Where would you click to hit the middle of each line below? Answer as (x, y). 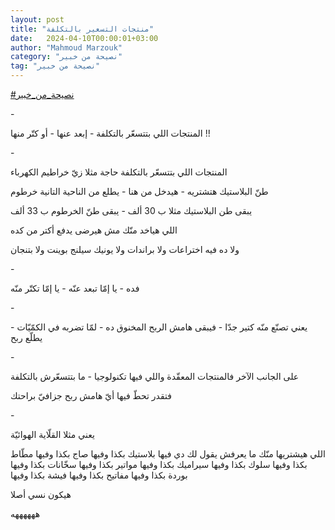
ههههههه (25, 514)
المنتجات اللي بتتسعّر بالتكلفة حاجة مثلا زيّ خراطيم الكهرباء (119, 172)
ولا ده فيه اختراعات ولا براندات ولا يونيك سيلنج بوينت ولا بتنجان (125, 249)
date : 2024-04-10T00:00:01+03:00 (84, 38)
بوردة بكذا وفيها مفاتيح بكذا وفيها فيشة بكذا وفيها (99, 475)
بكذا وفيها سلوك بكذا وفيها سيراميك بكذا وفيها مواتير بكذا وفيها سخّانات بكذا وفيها (159, 464)
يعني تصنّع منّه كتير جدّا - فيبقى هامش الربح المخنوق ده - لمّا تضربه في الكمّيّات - (159, 327)
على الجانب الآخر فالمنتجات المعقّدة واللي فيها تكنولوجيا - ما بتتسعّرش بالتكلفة (155, 376)
